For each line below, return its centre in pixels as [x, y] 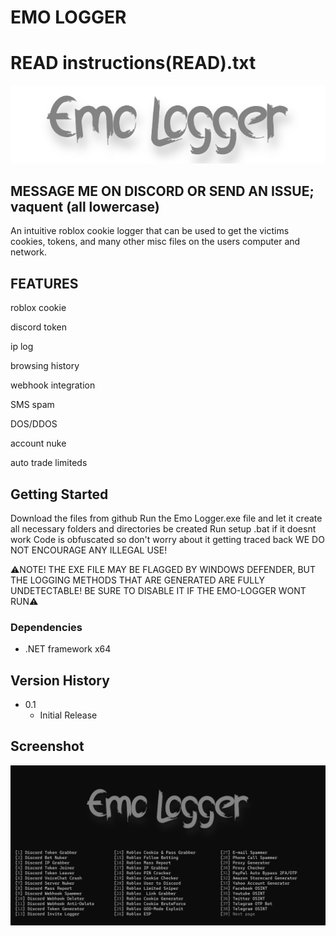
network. [29, 252]
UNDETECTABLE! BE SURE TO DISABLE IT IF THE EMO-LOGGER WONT [158, 590]
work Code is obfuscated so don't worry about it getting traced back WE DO [167, 539]
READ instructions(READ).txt [133, 63]
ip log [22, 347]
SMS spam [32, 405]
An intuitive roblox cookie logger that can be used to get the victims [150, 231]
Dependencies [46, 627]
